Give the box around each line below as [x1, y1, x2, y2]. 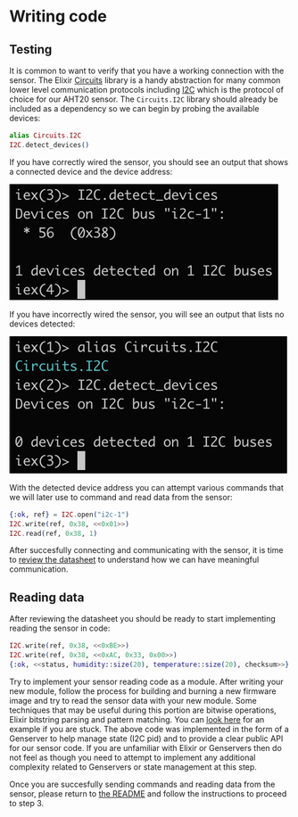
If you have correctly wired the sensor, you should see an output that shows [9, 156, 288, 167]
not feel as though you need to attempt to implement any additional [9, 752, 256, 763]
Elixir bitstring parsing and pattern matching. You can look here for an [9, 714, 265, 724]
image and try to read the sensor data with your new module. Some [9, 695, 257, 706]
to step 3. [9, 797, 45, 808]
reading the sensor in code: [9, 623, 111, 634]
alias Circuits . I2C [9, 131, 82, 140]
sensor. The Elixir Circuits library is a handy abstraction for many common [9, 75, 281, 86]
